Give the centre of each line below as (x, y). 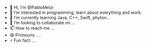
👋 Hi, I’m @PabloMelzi (32, 7)
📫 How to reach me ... (32, 28)
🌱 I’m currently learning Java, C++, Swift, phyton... (60, 18)
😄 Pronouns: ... (25, 35)
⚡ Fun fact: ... (23, 40)
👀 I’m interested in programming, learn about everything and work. (76, 12)
